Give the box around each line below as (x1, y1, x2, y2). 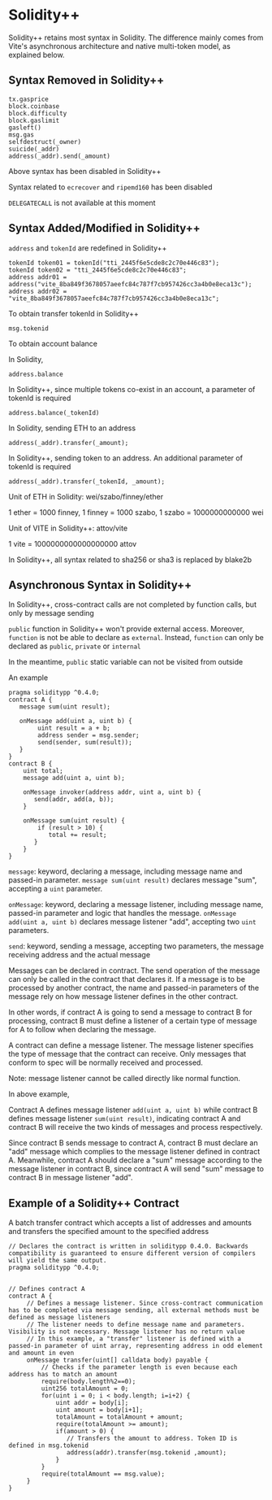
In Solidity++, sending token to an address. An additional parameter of (8, 453, 244, 463)
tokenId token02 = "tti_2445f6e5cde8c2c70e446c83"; (8, 266, 187, 274)
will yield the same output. (8, 1257, 107, 1265)
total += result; (48, 831, 107, 839)
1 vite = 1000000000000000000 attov (8, 539, 137, 548)
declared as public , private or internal (8, 641, 141, 652)
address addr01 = (8, 273, 67, 281)
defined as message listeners (8, 1314, 111, 1322)
